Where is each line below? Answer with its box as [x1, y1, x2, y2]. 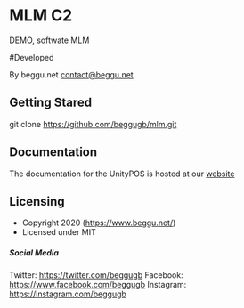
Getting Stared [9, 95, 92, 110]
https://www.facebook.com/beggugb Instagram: [9, 280, 187, 290]
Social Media [9, 247, 60, 258]
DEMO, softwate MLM [9, 35, 90, 45]
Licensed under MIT [21, 227, 96, 238]
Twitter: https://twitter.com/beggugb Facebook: [9, 270, 184, 280]
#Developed [9, 52, 54, 62]
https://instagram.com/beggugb [9, 288, 127, 299]
